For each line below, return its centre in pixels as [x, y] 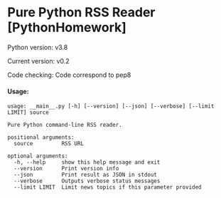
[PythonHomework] [67, 27]
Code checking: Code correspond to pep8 [69, 75]
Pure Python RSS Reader [81, 12]
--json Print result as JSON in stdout [86, 175]
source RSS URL [49, 144]
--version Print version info [66, 169]
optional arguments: [38, 156]
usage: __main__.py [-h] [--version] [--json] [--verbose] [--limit [111, 106]
